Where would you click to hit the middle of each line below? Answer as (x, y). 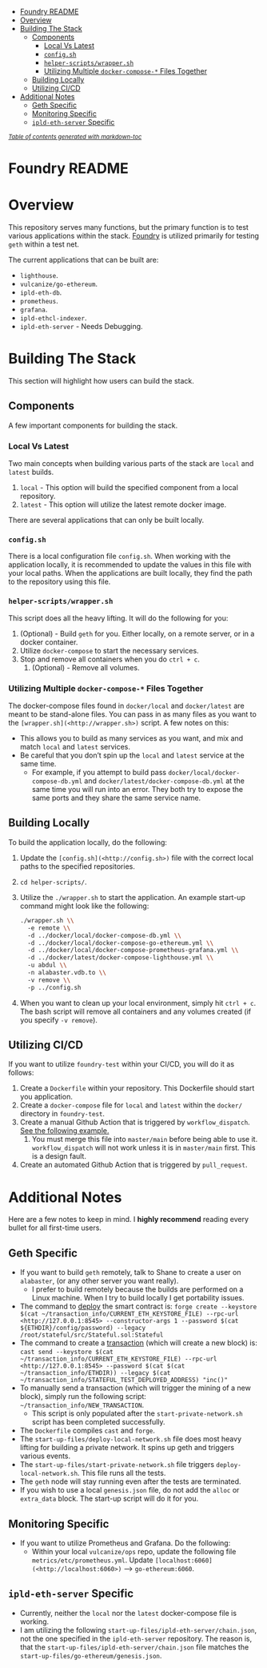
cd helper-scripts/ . (53, 882)
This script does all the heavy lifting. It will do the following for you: (118, 618)
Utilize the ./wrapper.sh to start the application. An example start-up (132, 897)
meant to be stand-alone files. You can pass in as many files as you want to (133, 714)
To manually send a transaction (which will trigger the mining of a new (135, 1388)
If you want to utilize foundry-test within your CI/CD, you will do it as (121, 1064)
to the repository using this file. (60, 582)
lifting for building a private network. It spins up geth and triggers (127, 1448)
